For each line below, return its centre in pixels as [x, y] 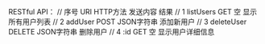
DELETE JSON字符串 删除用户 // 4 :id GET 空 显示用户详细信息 [112, 32]
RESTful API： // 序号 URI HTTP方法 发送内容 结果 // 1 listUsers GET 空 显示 [133, 12]
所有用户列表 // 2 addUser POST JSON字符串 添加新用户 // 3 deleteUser [128, 22]
